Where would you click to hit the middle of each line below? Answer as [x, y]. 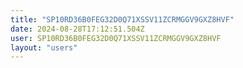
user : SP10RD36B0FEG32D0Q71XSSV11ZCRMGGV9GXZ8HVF [116, 38]
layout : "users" [44, 47]
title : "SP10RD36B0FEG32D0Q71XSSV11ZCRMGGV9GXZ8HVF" [122, 19]
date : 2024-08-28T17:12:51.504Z [77, 29]
